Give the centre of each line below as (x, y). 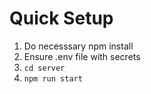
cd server (44, 68)
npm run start (53, 78)
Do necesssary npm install (78, 46)
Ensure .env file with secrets (82, 56)
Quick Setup (61, 18)
